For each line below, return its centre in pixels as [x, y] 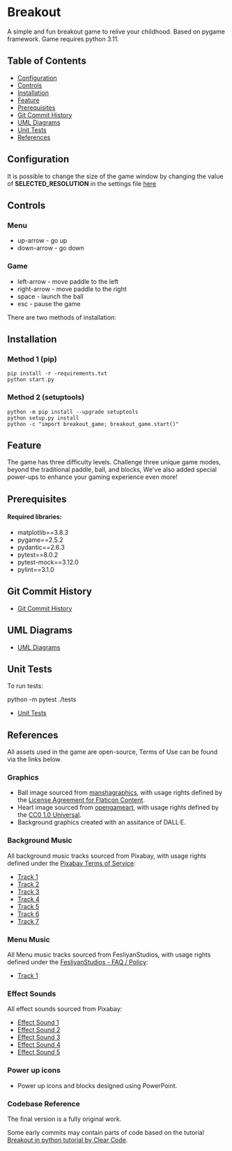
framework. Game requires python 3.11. [63, 38]
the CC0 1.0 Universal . [49, 815]
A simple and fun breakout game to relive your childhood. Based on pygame [116, 31]
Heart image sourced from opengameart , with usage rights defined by [118, 808]
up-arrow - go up [42, 241]
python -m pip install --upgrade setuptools [73, 412]
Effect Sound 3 [39, 1037]
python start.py [31, 380]
